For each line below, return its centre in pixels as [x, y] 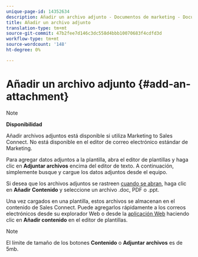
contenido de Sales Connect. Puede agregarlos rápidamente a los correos [96, 207]
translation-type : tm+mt [37, 28]
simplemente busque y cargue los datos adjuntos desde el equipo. [87, 172]
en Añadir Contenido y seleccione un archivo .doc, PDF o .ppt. [83, 189]
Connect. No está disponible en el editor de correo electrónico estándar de [97, 142]
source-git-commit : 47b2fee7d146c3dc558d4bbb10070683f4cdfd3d [84, 34]
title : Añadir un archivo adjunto [49, 22]
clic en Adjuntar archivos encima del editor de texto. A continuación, [90, 166]
